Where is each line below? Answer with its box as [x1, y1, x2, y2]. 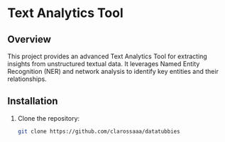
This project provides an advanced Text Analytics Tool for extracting [7, 52, 207, 60]
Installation [7, 95, 58, 107]
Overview [7, 33, 52, 45]
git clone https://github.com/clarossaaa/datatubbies [17, 128, 180, 135]
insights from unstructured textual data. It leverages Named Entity [7, 60, 200, 68]
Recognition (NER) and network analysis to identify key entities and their [7, 67, 219, 75]
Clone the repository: [17, 114, 80, 122]
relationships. [7, 75, 48, 83]
